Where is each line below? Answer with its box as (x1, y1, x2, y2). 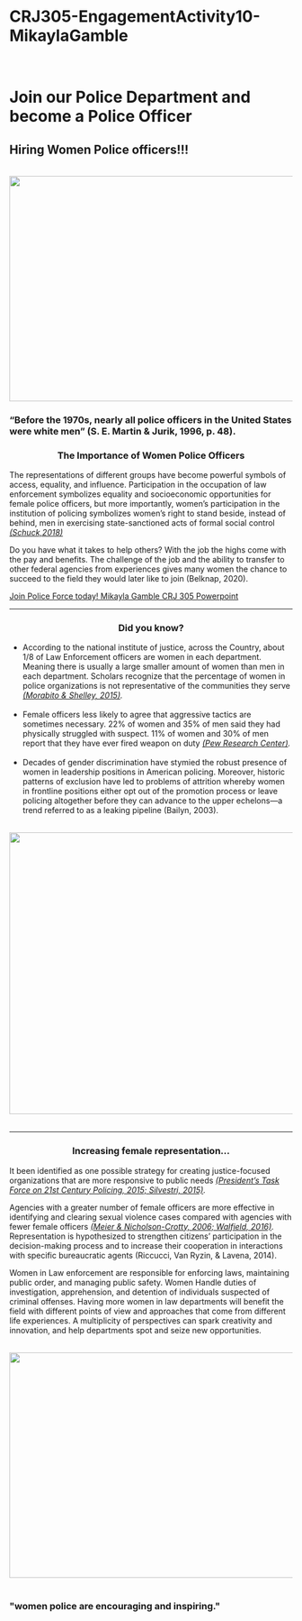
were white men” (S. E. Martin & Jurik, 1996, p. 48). (9, 425, 236, 437)
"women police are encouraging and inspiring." (9, 1599, 221, 1612)
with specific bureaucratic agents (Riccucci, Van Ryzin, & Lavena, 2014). (9, 1250, 277, 1260)
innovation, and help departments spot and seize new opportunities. (9, 1324, 262, 1335)
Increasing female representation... (71, 1145, 231, 1158)
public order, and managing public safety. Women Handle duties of (9, 1277, 257, 1287)
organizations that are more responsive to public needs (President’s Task (9, 1175, 280, 1186)
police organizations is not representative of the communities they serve (22, 681, 290, 691)
